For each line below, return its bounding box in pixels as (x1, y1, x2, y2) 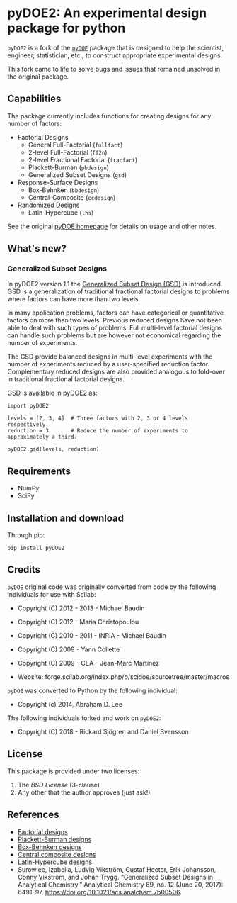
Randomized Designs (17, 201, 80, 209)
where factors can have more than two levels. (7, 295, 141, 303)
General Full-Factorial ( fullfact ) (28, 140, 123, 149)
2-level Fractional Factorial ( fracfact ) (28, 155, 138, 164)
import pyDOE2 (7, 403, 50, 410)
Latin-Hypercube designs (17, 858, 93, 866)
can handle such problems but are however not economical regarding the (7, 331, 221, 340)
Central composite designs (17, 850, 97, 858)
